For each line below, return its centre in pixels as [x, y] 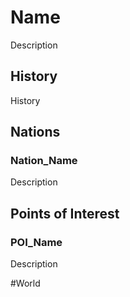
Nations [35, 132]
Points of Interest [65, 213]
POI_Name [36, 242]
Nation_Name [44, 161]
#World [25, 283]
